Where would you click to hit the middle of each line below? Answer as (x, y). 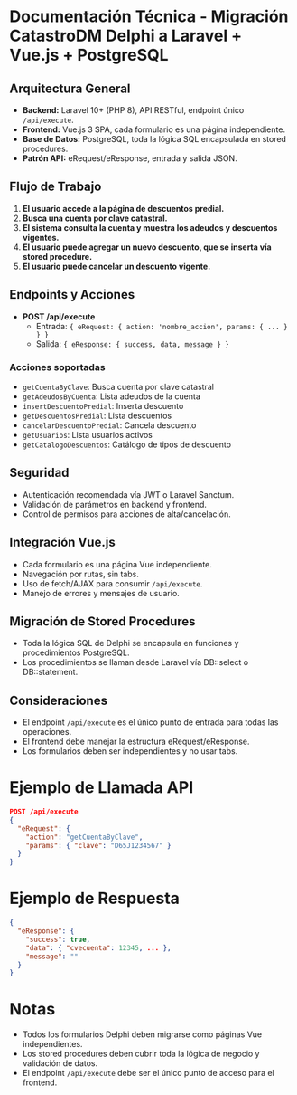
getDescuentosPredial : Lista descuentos (97, 415)
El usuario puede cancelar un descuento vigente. (116, 266)
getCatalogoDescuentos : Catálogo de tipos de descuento (127, 444)
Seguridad (39, 473)
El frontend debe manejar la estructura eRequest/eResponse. (136, 742)
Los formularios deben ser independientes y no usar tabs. (130, 751)
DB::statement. (50, 672)
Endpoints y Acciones (72, 295)
